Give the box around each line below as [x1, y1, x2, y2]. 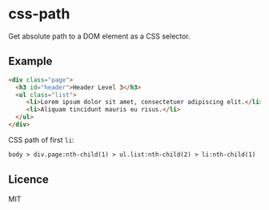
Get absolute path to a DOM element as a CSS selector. [8, 31, 191, 41]
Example [8, 55, 53, 68]
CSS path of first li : [8, 135, 74, 144]
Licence [8, 173, 50, 187]
